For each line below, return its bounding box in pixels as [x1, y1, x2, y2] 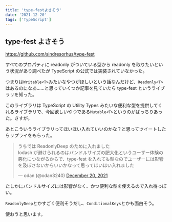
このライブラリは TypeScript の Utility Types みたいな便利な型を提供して [5, 103, 158, 109]
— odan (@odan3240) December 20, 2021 [17, 172, 108, 179]
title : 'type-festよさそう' [5, 7, 62, 13]
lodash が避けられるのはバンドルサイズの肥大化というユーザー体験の [17, 150, 164, 156]
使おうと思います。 [5, 211, 46, 217]
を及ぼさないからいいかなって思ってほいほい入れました [17, 162, 135, 168]
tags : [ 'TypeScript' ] [5, 17, 52, 22]
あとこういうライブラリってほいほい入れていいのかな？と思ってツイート [5, 126, 158, 132]
